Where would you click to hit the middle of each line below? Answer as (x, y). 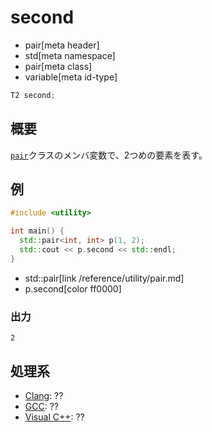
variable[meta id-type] (71, 77)
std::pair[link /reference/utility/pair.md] (104, 278)
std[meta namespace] (70, 55)
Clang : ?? (44, 395)
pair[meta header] (62, 45)
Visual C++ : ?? (54, 417)
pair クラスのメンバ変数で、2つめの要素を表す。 (109, 155)
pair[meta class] (58, 66)
